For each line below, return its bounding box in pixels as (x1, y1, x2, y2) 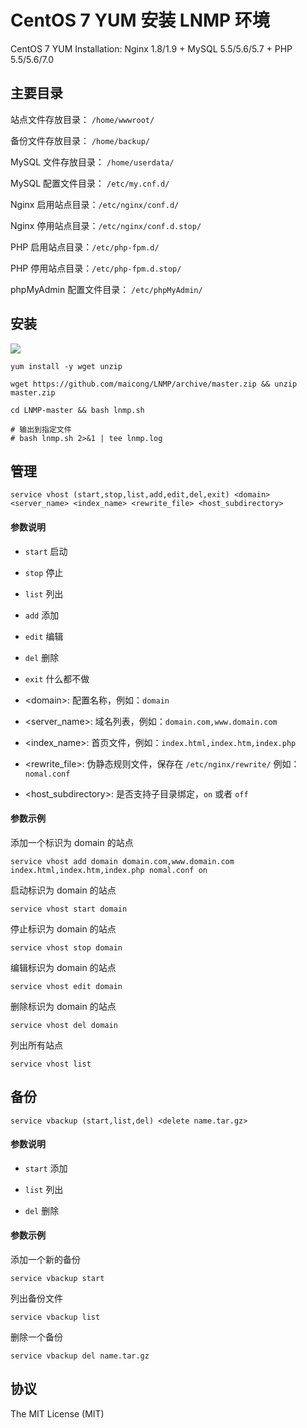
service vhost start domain (10, 904, 128, 914)
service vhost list (10, 1059, 92, 1069)
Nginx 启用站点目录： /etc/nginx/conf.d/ (10, 198, 180, 210)
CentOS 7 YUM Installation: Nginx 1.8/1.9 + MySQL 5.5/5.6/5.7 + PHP (10, 42, 293, 55)
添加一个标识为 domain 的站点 (10, 836, 134, 848)
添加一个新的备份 (10, 1254, 81, 1265)
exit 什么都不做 (24, 672, 90, 685)
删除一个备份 (10, 1331, 63, 1343)
